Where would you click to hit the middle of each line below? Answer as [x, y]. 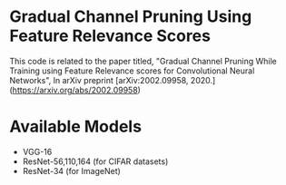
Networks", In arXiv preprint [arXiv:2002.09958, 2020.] [113, 80]
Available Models [76, 127]
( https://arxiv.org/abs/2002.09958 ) [75, 90]
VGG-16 [37, 151]
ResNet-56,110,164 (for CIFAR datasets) [95, 161]
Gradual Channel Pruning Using [131, 17]
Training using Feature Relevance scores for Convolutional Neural [132, 71]
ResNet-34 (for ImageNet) [71, 170]
